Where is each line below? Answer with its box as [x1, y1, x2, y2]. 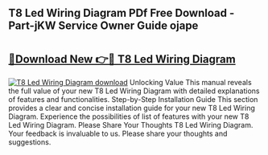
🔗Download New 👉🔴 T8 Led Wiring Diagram [8, 52, 236, 66]
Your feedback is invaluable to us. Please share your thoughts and [8, 128, 228, 138]
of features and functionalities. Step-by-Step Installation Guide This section [8, 95, 258, 104]
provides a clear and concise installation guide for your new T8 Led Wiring [8, 104, 255, 112]
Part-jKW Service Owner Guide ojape [8, 19, 199, 33]
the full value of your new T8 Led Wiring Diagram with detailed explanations [8, 86, 260, 96]
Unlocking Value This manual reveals [130, 78, 252, 87]
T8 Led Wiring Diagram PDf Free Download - [8, 6, 235, 20]
